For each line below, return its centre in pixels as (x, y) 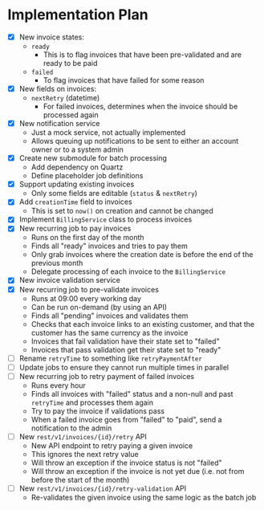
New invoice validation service (70, 280)
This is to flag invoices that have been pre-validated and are (142, 55)
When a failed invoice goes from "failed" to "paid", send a (126, 419)
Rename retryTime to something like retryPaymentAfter (110, 358)
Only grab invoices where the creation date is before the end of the (142, 255)
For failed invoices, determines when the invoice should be (140, 107)
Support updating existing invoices (77, 184)
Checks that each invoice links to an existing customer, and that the (142, 324)
